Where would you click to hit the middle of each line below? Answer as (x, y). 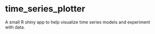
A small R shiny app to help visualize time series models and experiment (78, 22)
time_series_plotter (45, 9)
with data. (15, 27)
